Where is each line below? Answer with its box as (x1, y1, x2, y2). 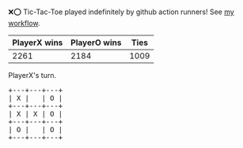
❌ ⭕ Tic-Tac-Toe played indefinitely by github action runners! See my (8, 7, 235, 17)
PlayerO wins (70, 37, 122, 48)
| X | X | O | (8, 109, 63, 118)
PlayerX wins (12, 37, 63, 48)
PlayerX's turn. (8, 71, 57, 80)
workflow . (8, 19, 40, 28)
